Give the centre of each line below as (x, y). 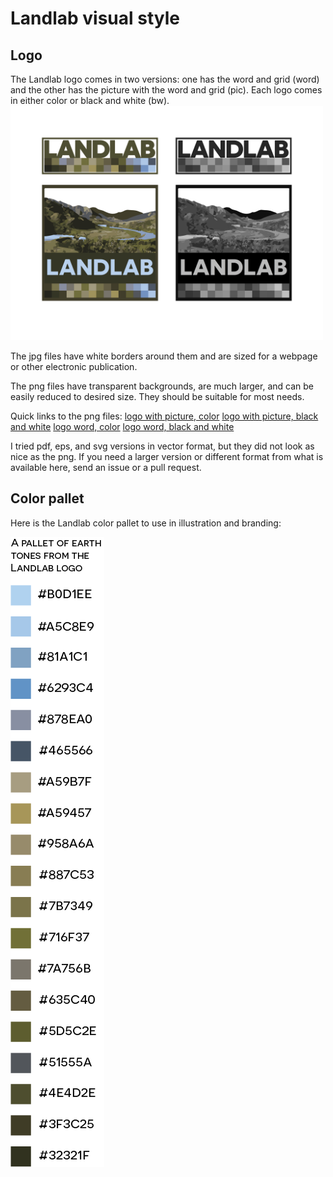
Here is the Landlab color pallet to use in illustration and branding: (146, 523)
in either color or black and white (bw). (90, 100)
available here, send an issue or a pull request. (106, 467)
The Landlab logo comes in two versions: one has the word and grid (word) (165, 79)
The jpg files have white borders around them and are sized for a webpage (164, 356)
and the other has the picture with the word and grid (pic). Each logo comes (166, 90)
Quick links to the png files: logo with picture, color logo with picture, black (164, 416)
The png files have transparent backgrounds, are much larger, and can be (162, 386)
